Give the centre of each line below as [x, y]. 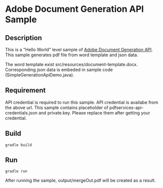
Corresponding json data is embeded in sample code [59, 70]
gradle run [16, 171]
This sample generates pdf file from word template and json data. [72, 55]
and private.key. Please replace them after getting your [95, 113]
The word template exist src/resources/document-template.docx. [72, 64]
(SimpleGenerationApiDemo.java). [40, 75]
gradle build [19, 145]
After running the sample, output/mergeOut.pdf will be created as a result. [81, 181]
